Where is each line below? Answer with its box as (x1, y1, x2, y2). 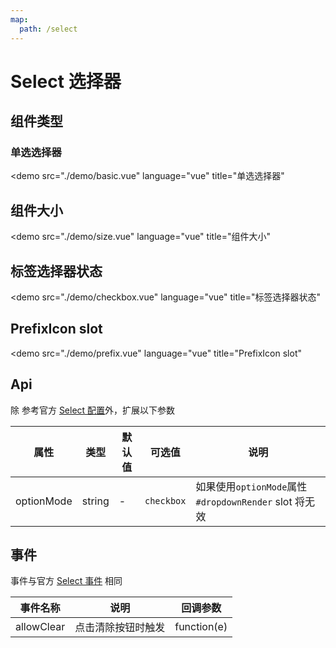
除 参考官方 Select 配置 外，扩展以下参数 (10, 404, 176, 416)
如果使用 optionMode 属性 (195, 479, 308, 493)
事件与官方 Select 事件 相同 (10, 575, 123, 587)
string (81, 494, 110, 508)
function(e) (174, 620, 228, 634)
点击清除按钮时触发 (74, 621, 166, 635)
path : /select (19, 24, 78, 34)
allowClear (15, 620, 66, 634)
